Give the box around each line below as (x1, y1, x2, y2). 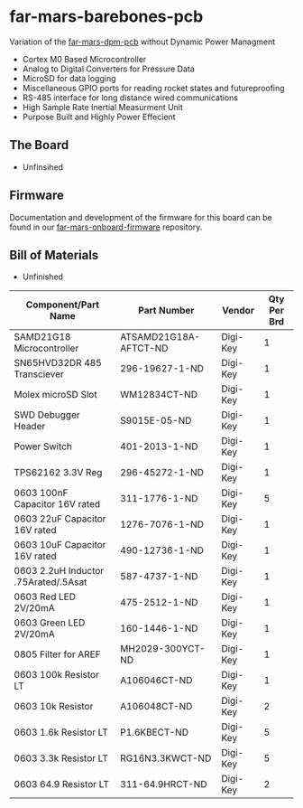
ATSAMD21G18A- (120, 331, 201, 343)
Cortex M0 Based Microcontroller (22, 53, 147, 64)
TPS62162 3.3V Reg (14, 466, 103, 479)
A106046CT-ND (120, 674, 193, 687)
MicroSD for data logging (22, 72, 116, 83)
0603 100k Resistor (14, 669, 99, 681)
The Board (9, 137, 69, 153)
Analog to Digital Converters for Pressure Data (22, 63, 196, 74)
